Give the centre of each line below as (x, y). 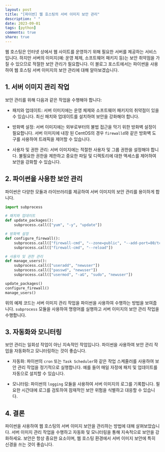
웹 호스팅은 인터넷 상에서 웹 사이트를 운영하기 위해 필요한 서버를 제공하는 (74, 52)
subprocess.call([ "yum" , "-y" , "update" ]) (58, 225)
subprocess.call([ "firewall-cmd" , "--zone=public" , (68, 243)
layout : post (18, 10)
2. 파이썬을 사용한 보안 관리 (44, 179)
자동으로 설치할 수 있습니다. (39, 373)
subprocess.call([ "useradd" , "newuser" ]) (57, 266)
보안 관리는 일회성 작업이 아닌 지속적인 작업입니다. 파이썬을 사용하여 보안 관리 (79, 345)
